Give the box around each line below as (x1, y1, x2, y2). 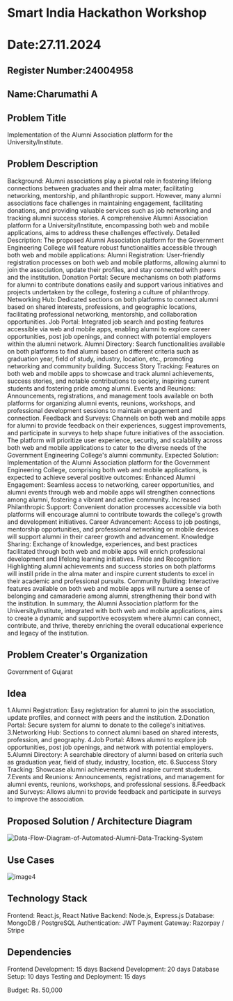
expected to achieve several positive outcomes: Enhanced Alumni (7, 473, 196, 481)
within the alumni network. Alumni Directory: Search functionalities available (7, 340, 225, 348)
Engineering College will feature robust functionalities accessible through (7, 243, 217, 252)
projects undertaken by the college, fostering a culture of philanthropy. (7, 287, 210, 296)
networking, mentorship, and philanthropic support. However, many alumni (7, 191, 221, 200)
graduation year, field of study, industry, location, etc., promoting (7, 354, 193, 363)
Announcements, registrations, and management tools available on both (7, 391, 214, 400)
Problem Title (7, 112, 67, 123)
